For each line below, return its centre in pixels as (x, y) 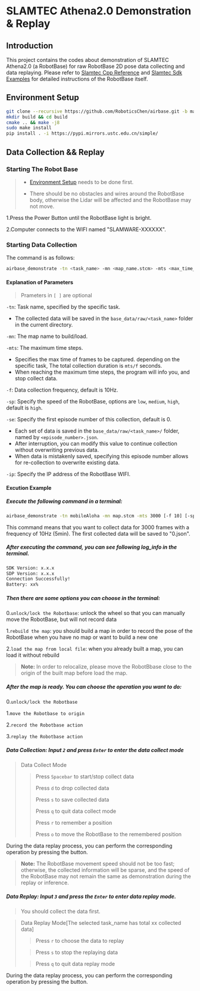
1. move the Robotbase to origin (46, 713)
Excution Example (29, 487)
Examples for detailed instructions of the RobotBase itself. (77, 79)
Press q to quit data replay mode (75, 964)
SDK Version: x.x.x (30, 568)
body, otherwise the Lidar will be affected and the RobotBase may (110, 200)
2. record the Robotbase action (45, 725)
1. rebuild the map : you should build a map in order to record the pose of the (99, 631)
